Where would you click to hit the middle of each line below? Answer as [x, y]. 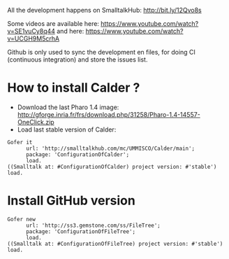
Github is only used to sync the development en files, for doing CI [101, 52]
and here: [71, 31]
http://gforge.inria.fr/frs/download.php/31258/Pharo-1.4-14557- [109, 114]
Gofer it [20, 142]
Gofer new [22, 219]
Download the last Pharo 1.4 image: [68, 107]
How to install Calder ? [74, 88]
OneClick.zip [36, 122]
